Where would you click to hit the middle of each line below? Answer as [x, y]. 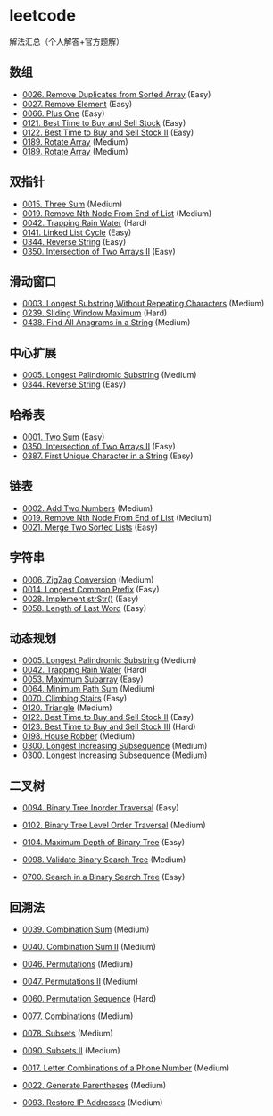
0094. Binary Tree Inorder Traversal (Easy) [101, 808]
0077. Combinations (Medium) [78, 1016]
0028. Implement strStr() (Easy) [80, 599]
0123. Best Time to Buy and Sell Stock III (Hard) [109, 727]
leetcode [42, 16]
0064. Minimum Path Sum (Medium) [89, 689]
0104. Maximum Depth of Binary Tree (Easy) [103, 843]
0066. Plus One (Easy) [63, 113]
